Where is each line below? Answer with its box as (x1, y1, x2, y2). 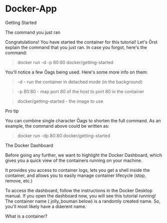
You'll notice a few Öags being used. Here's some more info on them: (5, 69, 148, 75)
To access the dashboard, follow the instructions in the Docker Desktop (5, 187, 152, 193)
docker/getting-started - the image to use (17, 98, 103, 104)
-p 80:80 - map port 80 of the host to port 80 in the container (17, 88, 144, 94)
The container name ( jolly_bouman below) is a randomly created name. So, (5, 198, 161, 204)
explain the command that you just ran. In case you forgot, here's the (5, 44, 147, 50)
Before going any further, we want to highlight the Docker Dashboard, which (5, 152, 162, 158)
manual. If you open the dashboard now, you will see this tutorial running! (5, 192, 156, 198)
